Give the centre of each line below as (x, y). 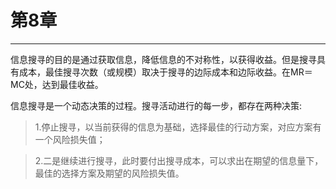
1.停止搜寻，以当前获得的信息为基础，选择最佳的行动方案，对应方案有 (178, 127)
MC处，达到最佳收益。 (57, 84)
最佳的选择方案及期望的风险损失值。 (109, 173)
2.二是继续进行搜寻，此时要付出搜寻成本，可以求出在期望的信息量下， (179, 160)
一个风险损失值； (70, 139)
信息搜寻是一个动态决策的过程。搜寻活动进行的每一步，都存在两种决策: (156, 105)
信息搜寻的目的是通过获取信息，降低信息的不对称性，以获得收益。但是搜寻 (163, 59)
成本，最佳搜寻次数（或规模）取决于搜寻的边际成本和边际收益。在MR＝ (165, 72)
